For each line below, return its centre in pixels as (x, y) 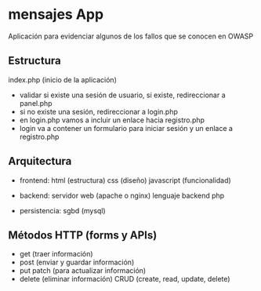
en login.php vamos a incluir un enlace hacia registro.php (112, 120)
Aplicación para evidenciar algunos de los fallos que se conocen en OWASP (131, 36)
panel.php (36, 103)
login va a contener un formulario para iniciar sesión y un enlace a (126, 128)
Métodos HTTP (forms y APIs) (83, 235)
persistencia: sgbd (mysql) (62, 210)
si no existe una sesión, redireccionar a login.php (99, 111)
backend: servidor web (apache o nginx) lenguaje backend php (122, 195)
